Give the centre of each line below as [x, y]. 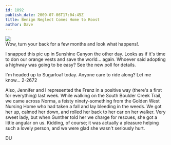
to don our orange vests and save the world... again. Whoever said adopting [85, 59]
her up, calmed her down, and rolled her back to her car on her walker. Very [85, 112]
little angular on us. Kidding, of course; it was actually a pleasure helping [82, 123]
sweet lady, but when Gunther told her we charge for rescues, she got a [81, 117]
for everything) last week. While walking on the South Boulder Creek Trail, [83, 96]
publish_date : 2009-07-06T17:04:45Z [44, 15]
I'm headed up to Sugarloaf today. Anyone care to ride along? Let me [78, 75]
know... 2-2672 [21, 80]
